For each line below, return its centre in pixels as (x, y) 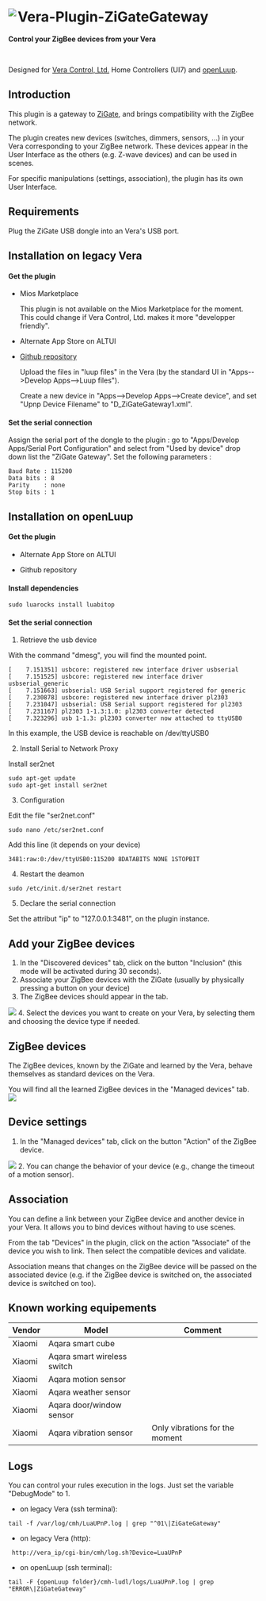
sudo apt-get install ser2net (58, 786)
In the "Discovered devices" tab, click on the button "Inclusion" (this (131, 963)
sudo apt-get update (42, 779)
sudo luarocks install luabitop (61, 605)
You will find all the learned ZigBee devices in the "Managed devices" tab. (129, 1089)
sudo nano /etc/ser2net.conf (56, 830)
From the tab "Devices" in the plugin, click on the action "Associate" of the (129, 1242)
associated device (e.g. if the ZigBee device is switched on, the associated (130, 1275)
